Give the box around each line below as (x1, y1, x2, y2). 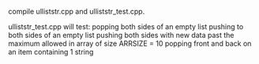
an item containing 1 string (8, 47, 94, 56)
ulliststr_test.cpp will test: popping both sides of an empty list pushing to (8, 22, 244, 31)
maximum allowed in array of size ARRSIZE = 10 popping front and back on (8, 39, 252, 48)
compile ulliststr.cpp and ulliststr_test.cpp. (8, 7, 145, 16)
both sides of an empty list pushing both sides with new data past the (8, 31, 235, 40)
